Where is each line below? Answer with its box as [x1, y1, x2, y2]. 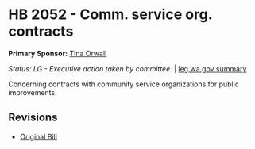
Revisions [8, 111, 58, 124]
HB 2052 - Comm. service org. [8, 6, 213, 24]
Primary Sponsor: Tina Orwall [8, 48, 107, 58]
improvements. [8, 87, 57, 97]
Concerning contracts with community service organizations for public [8, 79, 240, 89]
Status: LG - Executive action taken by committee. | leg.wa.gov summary [8, 63, 247, 73]
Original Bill [19, 132, 58, 141]
